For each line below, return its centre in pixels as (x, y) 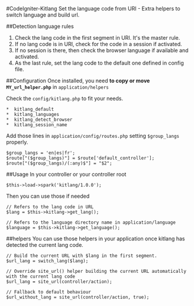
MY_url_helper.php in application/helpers (58, 87)
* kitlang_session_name (37, 125)
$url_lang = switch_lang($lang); (47, 261)
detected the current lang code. (45, 245)
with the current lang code (41, 276)
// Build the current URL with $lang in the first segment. (82, 256)
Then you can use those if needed (48, 196)
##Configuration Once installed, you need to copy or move (78, 80)
